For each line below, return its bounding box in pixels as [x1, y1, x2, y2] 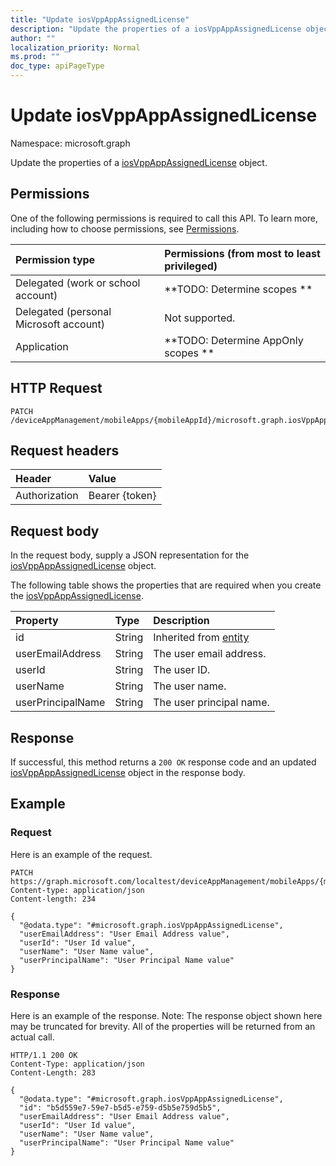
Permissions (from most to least [164, 246, 321, 260]
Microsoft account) [15, 317, 106, 331]
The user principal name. [153, 696, 270, 710]
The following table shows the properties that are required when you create [10, 579, 322, 591]
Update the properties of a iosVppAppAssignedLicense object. [10, 156, 268, 168]
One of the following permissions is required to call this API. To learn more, [10, 212, 319, 224]
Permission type [15, 252, 96, 266]
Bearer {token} [88, 489, 157, 503]
